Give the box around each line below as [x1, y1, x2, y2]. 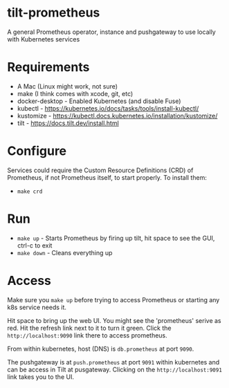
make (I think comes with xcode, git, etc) [17, 89, 134, 98]
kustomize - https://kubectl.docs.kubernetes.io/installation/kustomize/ [17, 111, 218, 120]
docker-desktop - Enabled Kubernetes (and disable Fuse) [17, 97, 181, 105]
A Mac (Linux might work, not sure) [17, 82, 118, 91]
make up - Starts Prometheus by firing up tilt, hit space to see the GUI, [17, 234, 215, 242]
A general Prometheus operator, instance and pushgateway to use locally [7, 28, 216, 36]
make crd [17, 188, 43, 195]
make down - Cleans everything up [17, 248, 113, 257]
